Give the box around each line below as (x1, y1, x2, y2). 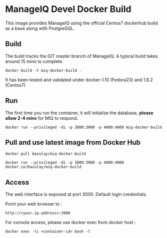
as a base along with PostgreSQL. (5, 25, 75, 31)
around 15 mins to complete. (5, 58, 63, 64)
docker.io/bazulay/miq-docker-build (5, 165, 81, 170)
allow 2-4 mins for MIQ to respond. (5, 115, 78, 121)
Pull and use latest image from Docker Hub (5, 138, 141, 147)
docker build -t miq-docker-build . (5, 68, 81, 73)
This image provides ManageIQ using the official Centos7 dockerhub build (5, 20, 158, 26)
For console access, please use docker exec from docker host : (5, 220, 136, 226)
